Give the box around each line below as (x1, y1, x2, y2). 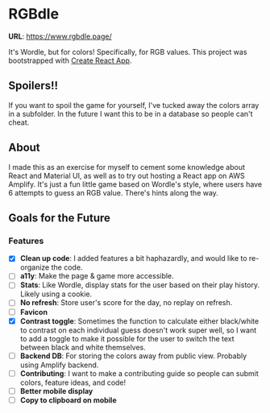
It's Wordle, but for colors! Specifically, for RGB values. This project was (8, 47, 247, 56)
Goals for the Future (8, 211, 111, 225)
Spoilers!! (8, 79, 59, 93)
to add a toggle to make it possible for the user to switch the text (19, 333, 235, 343)
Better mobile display (19, 386, 93, 395)
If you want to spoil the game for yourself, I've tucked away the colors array (8, 100, 260, 109)
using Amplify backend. (19, 360, 99, 370)
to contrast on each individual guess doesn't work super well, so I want (19, 325, 257, 335)
